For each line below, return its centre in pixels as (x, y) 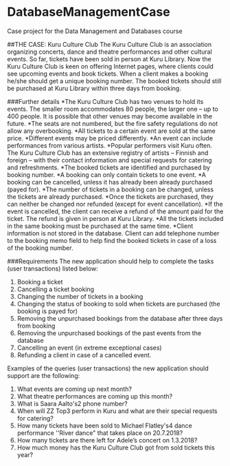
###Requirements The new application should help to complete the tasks (111, 261)
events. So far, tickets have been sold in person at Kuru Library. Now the (109, 59)
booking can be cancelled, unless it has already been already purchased (110, 182)
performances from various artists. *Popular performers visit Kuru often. (110, 145)
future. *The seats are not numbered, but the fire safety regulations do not (113, 123)
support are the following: (44, 375)
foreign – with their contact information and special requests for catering (110, 160)
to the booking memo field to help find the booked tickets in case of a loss (112, 240)
